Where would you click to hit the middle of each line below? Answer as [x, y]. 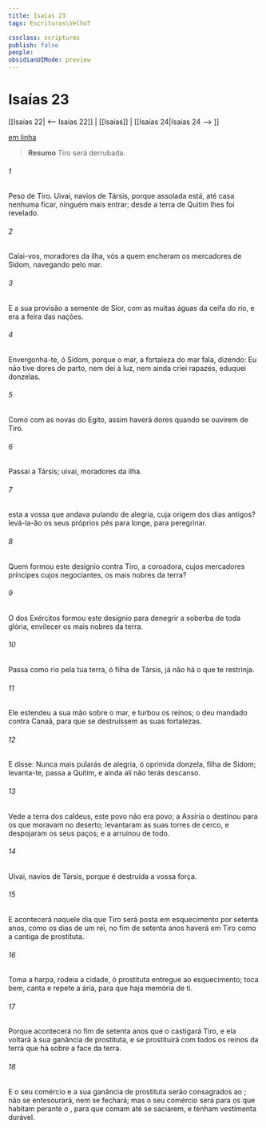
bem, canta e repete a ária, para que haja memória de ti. [101, 988]
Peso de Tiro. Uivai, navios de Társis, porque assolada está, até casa [121, 196]
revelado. [24, 213]
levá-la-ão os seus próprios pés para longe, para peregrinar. [108, 523]
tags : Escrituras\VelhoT [50, 23]
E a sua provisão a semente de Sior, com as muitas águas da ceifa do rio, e [131, 308]
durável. [22, 1117]
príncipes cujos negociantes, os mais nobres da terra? [97, 574]
